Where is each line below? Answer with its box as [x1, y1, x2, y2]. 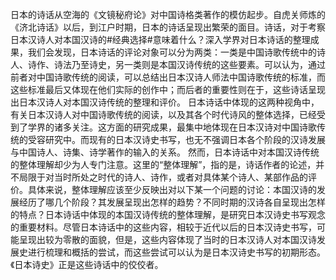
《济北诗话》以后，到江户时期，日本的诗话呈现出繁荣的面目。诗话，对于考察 [10, 21, 326, 33]
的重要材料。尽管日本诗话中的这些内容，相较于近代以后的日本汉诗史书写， [10, 221, 317, 233]
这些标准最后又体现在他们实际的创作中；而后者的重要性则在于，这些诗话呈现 [10, 84, 326, 95]
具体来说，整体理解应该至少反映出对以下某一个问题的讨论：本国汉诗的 [27, 184, 317, 195]
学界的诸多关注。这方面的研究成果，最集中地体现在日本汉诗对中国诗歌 [27, 121, 317, 133]
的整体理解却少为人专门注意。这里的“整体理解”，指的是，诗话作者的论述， [10, 159, 317, 170]
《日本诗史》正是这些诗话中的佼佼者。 [10, 259, 164, 270]
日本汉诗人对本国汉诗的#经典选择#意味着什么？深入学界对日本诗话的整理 [10, 34, 311, 45]
